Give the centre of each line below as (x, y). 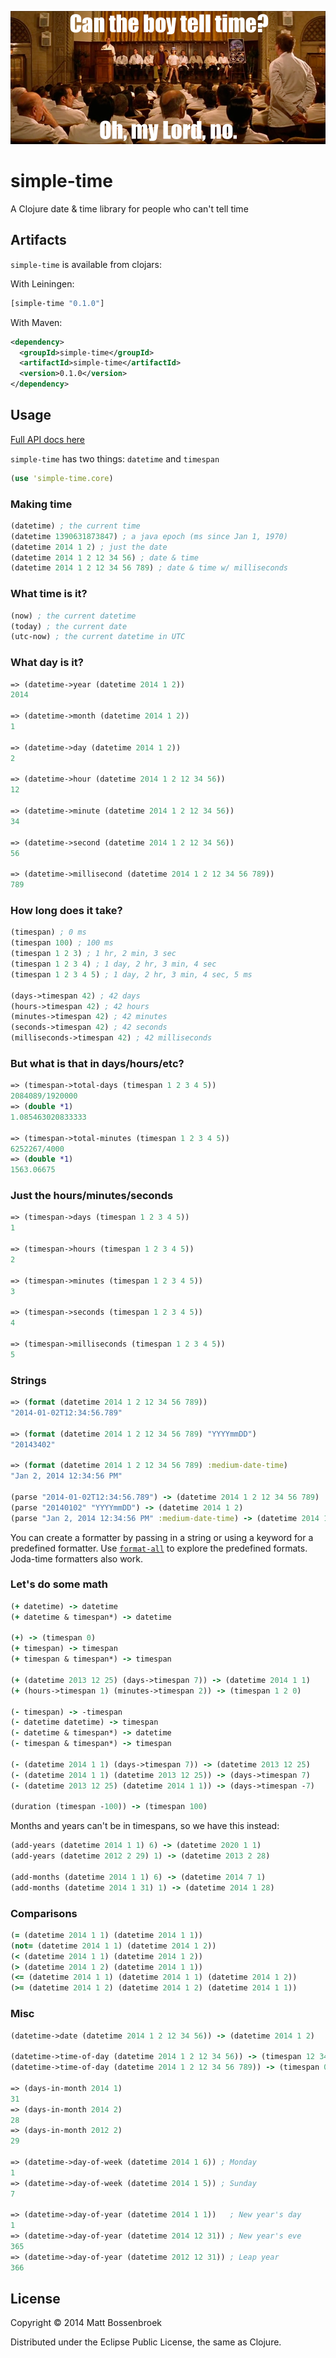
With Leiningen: (42, 283)
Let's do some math (59, 1584)
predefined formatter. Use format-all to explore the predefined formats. (159, 1548)
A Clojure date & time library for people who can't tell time (129, 208)
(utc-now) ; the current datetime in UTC (98, 637)
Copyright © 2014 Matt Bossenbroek (86, 2323)
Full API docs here (48, 439)
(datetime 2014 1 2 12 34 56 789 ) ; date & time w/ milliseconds (149, 568)
